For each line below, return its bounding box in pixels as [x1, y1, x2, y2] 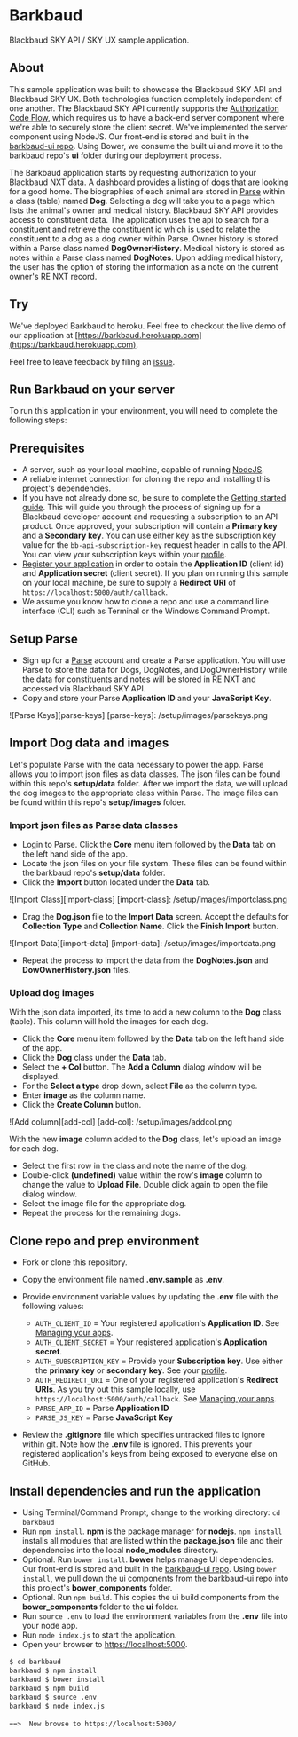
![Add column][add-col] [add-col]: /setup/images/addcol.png [9, 1117, 233, 1127]
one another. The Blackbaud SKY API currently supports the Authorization [9, 103, 279, 114]
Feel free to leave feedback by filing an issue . [9, 356, 176, 367]
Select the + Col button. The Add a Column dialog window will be [21, 1062, 262, 1072]
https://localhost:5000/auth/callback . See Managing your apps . [35, 1394, 277, 1404]
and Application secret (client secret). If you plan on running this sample [21, 568, 289, 579]
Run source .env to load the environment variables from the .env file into [21, 1611, 288, 1622]
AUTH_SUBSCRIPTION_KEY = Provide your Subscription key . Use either [35, 1355, 284, 1367]
